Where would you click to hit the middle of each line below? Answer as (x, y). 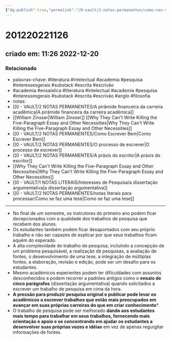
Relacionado (21, 68)
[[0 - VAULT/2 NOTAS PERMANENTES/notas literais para (72, 193)
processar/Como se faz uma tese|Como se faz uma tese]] (73, 199)
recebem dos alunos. (35, 224)
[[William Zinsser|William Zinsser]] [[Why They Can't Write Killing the (85, 117)
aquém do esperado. (35, 240)
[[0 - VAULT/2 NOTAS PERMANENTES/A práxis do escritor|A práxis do (87, 155)
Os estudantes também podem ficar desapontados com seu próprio (84, 229)
